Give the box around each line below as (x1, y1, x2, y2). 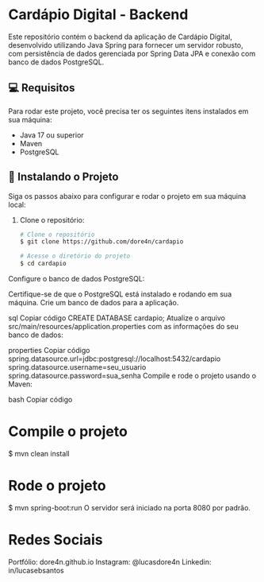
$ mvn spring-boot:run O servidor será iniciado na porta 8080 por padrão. (8, 502, 251, 512)
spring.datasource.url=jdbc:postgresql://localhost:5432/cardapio (8, 354, 221, 363)
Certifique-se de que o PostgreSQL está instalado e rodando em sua (8, 289, 232, 299)
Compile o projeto (8, 423, 128, 440)
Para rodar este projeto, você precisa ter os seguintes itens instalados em (8, 106, 249, 116)
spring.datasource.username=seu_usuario (8, 363, 147, 372)
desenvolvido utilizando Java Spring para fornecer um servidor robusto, (8, 40, 243, 49)
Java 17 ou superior (19, 130, 85, 140)
